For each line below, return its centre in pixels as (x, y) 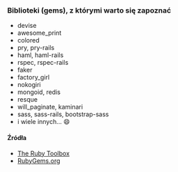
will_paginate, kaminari (50, 107)
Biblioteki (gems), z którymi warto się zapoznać (89, 10)
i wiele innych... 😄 (43, 122)
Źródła (17, 137)
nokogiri (29, 85)
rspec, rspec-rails (43, 63)
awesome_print (39, 33)
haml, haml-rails (40, 55)
